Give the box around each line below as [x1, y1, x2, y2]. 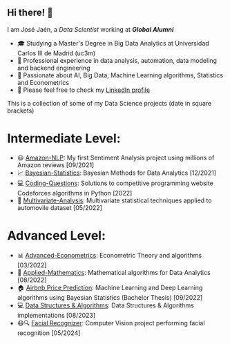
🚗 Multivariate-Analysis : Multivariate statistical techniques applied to [17, 196, 212, 204]
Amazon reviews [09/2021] [17, 160, 95, 169]
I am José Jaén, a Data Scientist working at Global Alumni [7, 25, 174, 33]
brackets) [7, 106, 35, 115]
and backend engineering [17, 64, 90, 72]
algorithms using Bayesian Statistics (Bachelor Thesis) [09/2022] [17, 293, 203, 301]
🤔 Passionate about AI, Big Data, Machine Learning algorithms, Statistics [17, 70, 223, 79]
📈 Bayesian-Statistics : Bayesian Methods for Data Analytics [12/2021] [17, 169, 216, 177]
